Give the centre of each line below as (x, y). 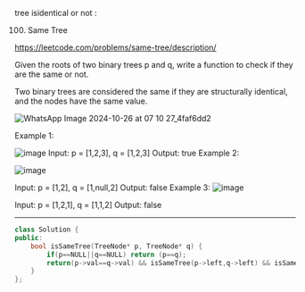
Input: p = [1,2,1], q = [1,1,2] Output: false (88, 205)
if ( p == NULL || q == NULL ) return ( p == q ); (117, 254)
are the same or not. (52, 74)
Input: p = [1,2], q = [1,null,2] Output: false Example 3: (112, 188)
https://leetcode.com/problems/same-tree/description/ (115, 47)
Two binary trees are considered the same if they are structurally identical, (151, 92)
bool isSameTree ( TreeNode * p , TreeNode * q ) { (117, 246)
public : (29, 238)
